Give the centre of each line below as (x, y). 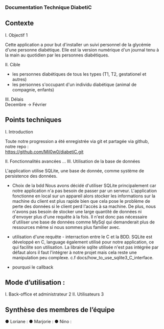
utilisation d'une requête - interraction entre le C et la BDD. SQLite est (82, 237)
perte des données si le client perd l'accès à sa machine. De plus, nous (84, 206)
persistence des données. (31, 176)
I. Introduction (19, 132)
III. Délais (14, 99)
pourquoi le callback (33, 267)
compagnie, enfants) (33, 89)
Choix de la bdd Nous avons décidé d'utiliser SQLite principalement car (84, 185)
